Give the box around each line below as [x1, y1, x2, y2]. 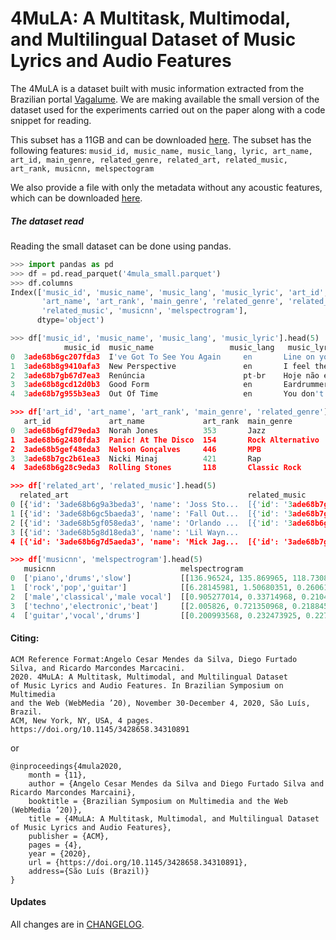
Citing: [10, 632, 40, 644]
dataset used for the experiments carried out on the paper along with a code [10, 103, 326, 116]
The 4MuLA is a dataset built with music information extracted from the [10, 82, 305, 94]
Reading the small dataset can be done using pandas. [10, 240, 232, 252]
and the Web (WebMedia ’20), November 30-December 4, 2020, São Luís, [10, 698, 311, 708]
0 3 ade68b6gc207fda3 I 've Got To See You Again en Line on [10, 352, 315, 362]
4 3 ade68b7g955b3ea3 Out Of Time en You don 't [10, 389, 325, 399]
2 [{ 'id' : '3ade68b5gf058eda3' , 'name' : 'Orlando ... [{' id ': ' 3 [10, 518, 293, 528]
